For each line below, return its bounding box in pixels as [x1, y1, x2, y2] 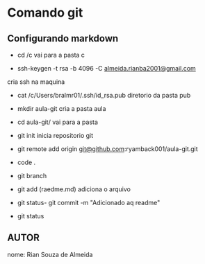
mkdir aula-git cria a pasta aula [17, 105, 106, 112]
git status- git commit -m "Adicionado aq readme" [17, 199, 161, 206]
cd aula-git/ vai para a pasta [17, 118, 99, 126]
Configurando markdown [7, 33, 119, 44]
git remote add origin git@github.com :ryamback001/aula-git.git [17, 145, 198, 153]
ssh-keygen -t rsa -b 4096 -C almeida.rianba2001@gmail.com [17, 64, 196, 72]
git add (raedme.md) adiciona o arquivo [17, 185, 131, 193]
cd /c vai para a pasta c [17, 51, 85, 59]
